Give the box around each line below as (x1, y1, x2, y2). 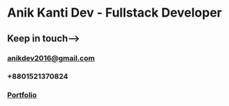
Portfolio (7, 90, 37, 100)
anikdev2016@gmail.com (7, 53, 95, 63)
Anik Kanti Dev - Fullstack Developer (7, 5, 223, 21)
